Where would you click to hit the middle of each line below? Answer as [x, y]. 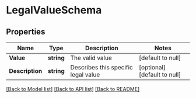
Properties [26, 32]
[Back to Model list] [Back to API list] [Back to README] [73, 89]
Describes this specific [101, 67]
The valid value [91, 58]
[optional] [153, 67]
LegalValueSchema [54, 10]
